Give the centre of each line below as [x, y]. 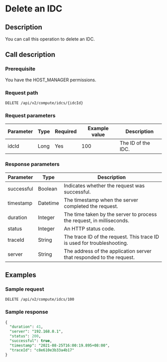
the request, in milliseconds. [96, 220]
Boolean [48, 188]
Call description [30, 55]
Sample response [27, 312]
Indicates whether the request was [104, 185]
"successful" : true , [31, 341]
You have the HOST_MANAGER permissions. [51, 80]
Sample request [25, 289]
